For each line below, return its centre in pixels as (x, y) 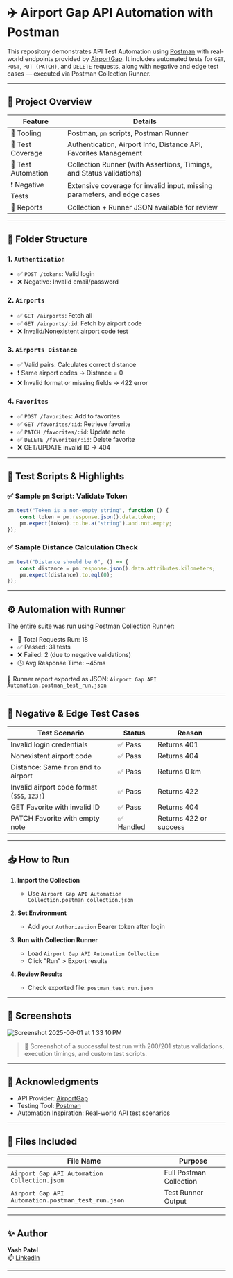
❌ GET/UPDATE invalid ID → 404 (64, 448)
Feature (36, 121)
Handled (131, 827)
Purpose (193, 1161)
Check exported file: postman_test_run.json (90, 987)
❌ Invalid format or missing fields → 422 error (83, 383)
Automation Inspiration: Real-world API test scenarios (94, 1113)
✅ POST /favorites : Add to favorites (68, 416)
